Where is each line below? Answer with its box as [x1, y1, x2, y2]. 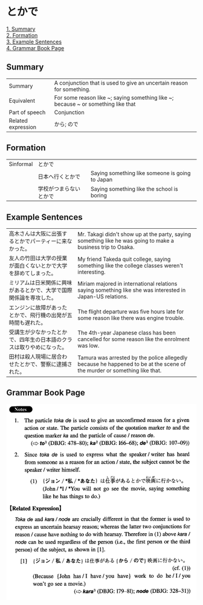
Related [8, 117, 28, 124]
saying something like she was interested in [77, 286, 186, 293]
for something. [54, 85, 91, 93]
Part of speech [8, 109, 46, 116]
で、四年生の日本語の [8, 336, 62, 343]
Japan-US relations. [77, 293, 128, 300]
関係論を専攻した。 [8, 294, 57, 301]
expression [8, 124, 37, 131]
